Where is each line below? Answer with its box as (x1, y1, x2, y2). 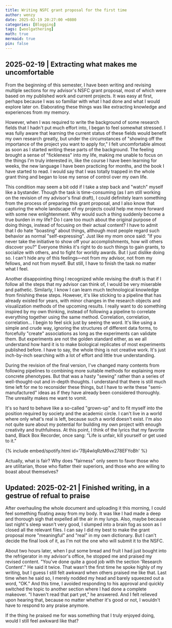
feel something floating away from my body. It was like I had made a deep (5, 510, 161, 517)
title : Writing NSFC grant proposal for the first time (5, 7, 127, 13)
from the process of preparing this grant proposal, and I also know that (5, 200, 155, 206)
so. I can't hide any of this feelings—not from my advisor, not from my (5, 255, 153, 261)
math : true (5, 31, 29, 37)
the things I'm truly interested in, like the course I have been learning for (5, 157, 157, 164)
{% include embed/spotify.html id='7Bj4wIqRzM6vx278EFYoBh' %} (5, 447, 147, 454)
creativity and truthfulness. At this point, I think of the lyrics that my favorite (5, 426, 165, 433)
